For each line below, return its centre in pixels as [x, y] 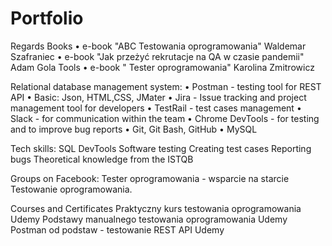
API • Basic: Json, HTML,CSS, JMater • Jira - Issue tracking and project [158, 97]
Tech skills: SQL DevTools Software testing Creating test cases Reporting [161, 148]
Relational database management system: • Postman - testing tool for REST [166, 86]
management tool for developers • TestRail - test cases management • [156, 108]
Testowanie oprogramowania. [71, 189]
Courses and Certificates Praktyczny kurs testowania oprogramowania [156, 208]
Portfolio [47, 18]
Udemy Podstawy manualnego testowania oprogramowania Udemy [149, 219]
